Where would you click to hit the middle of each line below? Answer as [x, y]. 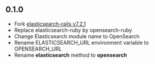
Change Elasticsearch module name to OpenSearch [77, 36]
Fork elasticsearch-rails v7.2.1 [50, 23]
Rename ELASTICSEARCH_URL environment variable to [81, 42]
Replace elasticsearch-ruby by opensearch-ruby [73, 30]
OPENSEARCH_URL [38, 49]
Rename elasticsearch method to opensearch [70, 55]
